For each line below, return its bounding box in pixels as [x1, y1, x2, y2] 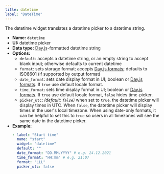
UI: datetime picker [12, 40, 51, 45]
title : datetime [5, 7, 38, 12]
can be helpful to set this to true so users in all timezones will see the [19, 112, 160, 118]
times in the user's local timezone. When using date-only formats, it [19, 107, 156, 113]
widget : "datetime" [17, 141, 57, 147]
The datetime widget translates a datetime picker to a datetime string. [5, 25, 145, 31]
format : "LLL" [17, 159, 46, 164]
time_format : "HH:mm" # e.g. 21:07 [17, 155, 90, 160]
